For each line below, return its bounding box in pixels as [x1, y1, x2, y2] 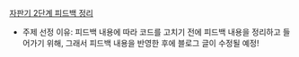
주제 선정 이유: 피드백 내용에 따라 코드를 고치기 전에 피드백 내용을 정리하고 [22, 27, 281, 37]
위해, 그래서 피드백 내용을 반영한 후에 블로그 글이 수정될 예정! [46, 38, 259, 48]
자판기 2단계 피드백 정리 [9, 8, 94, 18]
